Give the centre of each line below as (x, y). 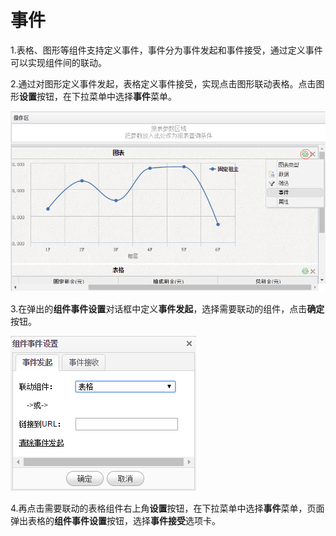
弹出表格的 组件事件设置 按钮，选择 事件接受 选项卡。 (115, 520)
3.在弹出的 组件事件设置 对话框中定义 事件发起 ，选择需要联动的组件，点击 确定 (167, 308)
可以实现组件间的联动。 (58, 62)
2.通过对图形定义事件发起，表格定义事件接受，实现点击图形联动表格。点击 (163, 83)
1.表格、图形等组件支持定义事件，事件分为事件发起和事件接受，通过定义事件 (166, 50)
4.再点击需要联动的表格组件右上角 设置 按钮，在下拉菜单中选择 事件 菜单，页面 (167, 508)
